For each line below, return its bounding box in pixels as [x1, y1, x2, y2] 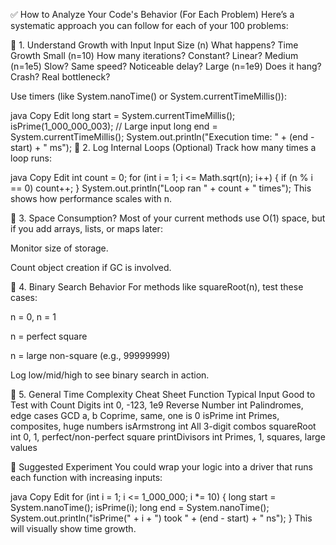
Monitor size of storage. [10, 242, 109, 254]
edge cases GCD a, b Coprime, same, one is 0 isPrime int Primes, [10, 410, 280, 421]
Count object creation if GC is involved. [10, 262, 172, 273]
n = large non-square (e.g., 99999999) [10, 350, 171, 361]
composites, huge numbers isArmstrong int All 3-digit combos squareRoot [10, 420, 317, 432]
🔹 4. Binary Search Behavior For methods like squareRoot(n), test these [10, 281, 304, 293]
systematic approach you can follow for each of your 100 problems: [10, 20, 289, 31]
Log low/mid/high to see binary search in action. [10, 369, 210, 381]
